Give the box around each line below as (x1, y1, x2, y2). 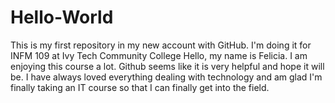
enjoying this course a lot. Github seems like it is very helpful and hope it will (10, 60, 325, 72)
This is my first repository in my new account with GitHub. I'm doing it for (10, 39, 312, 51)
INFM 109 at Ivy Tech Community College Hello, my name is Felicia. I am (10, 49, 308, 61)
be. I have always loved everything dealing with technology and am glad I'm (10, 71, 323, 83)
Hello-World (10, 6, 114, 29)
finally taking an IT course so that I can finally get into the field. (10, 81, 270, 93)
